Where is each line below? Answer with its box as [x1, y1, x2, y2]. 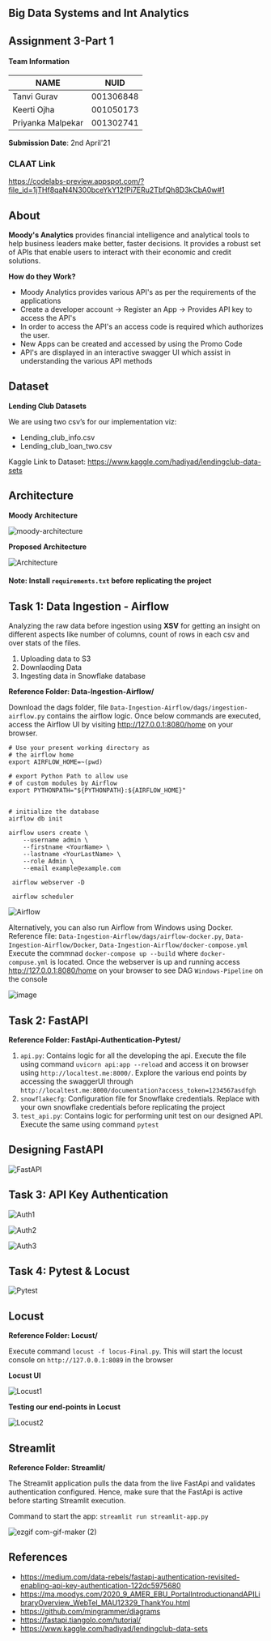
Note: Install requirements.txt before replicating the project [8, 576, 212, 586]
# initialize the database [8, 808, 100, 816]
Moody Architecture [8, 510, 78, 520]
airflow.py [8, 713, 45, 721]
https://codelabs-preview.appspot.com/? [8, 177, 145, 186]
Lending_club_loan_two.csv [19, 441, 112, 450]
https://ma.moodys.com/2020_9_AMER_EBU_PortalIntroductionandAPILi [19, 1589, 260, 1599]
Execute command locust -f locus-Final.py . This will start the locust [8, 1346, 243, 1356]
